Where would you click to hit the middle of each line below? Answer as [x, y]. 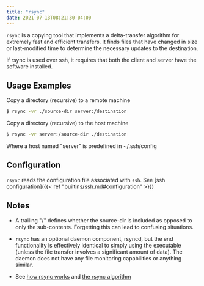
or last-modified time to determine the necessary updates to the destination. [102, 48]
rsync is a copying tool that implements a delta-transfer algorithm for [93, 35]
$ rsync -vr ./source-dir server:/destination [67, 112]
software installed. [30, 66]
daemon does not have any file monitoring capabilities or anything [98, 258]
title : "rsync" [26, 12]
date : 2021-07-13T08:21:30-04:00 [49, 18]
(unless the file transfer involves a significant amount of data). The [99, 252]
